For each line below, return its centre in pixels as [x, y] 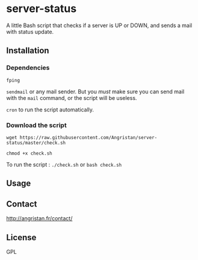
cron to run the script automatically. [50, 110]
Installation [28, 51]
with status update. [30, 31]
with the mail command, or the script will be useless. [72, 97]
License [21, 237]
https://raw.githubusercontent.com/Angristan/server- [88, 137]
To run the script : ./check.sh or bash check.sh [64, 164]
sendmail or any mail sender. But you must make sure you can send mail [95, 91]
